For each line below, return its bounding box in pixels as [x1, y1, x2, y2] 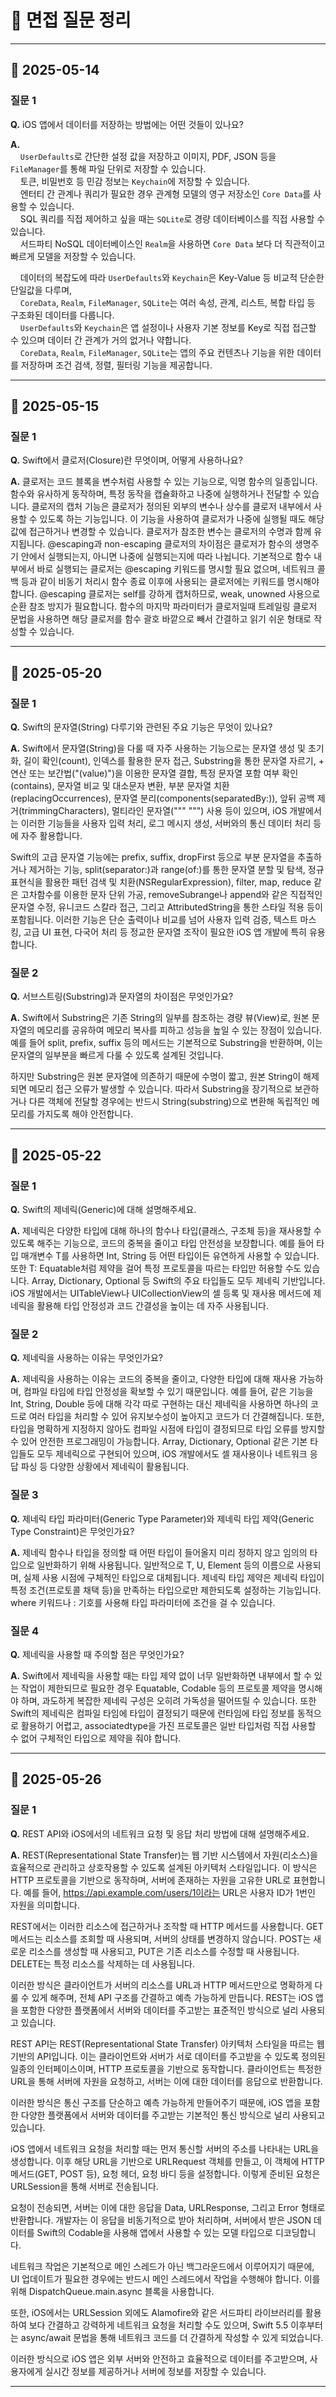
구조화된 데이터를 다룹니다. [10, 309, 115, 321]
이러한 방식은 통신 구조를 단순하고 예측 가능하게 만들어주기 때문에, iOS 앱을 [10, 2096, 302, 2108]
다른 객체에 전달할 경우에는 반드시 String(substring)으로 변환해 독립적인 [28, 1096, 310, 1108]
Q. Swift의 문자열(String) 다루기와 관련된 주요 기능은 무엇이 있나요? [10, 721, 273, 733]
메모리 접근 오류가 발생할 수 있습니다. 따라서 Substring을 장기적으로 [28, 1083, 293, 1095]
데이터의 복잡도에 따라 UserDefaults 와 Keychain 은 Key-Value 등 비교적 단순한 [19, 271, 325, 283]
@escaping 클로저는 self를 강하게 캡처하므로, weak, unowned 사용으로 [39, 588, 321, 600]
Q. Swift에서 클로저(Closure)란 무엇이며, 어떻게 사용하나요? [10, 454, 243, 466]
